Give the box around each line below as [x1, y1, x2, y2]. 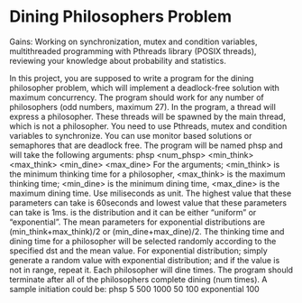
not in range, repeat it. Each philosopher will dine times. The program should [9, 264, 294, 275]
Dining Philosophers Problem [9, 6, 233, 27]
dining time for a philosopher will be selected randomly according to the [9, 235, 277, 246]
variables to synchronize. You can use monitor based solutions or [9, 130, 252, 141]
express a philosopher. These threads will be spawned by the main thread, [9, 111, 286, 122]
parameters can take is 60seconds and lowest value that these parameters [9, 197, 287, 208]
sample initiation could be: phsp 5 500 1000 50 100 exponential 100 [9, 283, 260, 294]
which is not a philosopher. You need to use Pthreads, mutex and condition [9, 120, 288, 132]
